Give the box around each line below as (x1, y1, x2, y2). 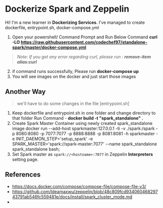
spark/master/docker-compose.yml (12, 44, 86, 50)
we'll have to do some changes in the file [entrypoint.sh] (16, 101, 130, 106)
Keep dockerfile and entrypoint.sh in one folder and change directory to (12, 110, 156, 116)
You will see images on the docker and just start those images (12, 73, 136, 79)
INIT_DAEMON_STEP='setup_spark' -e (16, 136, 93, 141)
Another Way (5, 87, 46, 96)
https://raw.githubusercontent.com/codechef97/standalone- (20, 39, 147, 45)
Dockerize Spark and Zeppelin (5, 3, 130, 15)
